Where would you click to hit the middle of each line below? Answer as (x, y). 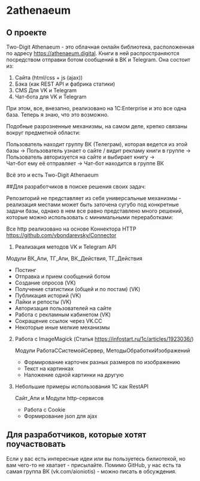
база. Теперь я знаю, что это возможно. (57, 115)
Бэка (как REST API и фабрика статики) (65, 84)
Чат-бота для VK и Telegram (51, 97)
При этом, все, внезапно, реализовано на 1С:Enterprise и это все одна (96, 108)
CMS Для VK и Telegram (46, 90)
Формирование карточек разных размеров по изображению (102, 362)
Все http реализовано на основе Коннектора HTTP (71, 229)
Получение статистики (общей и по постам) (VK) (78, 289)
